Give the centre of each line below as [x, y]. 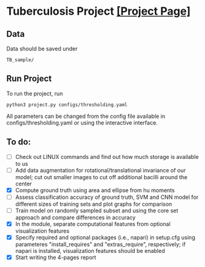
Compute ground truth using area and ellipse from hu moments [95, 190]
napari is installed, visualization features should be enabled [90, 251]
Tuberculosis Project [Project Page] [99, 11]
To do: [19, 142]
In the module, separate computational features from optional [93, 224]
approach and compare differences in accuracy [75, 217]
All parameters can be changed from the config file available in [86, 116]
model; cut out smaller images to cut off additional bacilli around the [101, 177]
